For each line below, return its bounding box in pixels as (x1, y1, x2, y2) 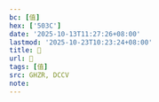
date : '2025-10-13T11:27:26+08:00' (9, 29, 141, 38)
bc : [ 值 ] (9, 12, 40, 22)
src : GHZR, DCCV (9, 71, 69, 80)
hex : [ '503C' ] (9, 21, 62, 30)
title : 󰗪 (9, 46, 42, 55)
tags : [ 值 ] (9, 63, 49, 72)
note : (9, 79, 29, 88)
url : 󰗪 (9, 54, 34, 63)
